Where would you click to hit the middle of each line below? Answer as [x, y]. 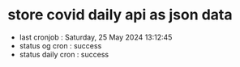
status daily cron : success [64, 54]
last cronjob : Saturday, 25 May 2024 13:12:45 [96, 37]
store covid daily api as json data [120, 15]
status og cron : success [60, 45]
